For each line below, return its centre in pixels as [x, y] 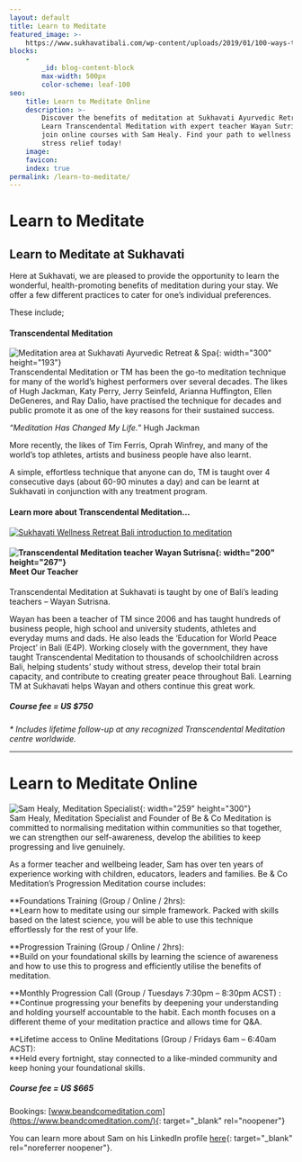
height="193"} [36, 363]
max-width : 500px [74, 77]
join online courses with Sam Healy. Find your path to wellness [167, 135]
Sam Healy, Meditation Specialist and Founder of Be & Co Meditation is [140, 818]
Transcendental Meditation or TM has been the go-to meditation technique [148, 372]
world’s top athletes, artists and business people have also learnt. [130, 455]
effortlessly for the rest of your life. [74, 929]
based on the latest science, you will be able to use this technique [131, 920]
